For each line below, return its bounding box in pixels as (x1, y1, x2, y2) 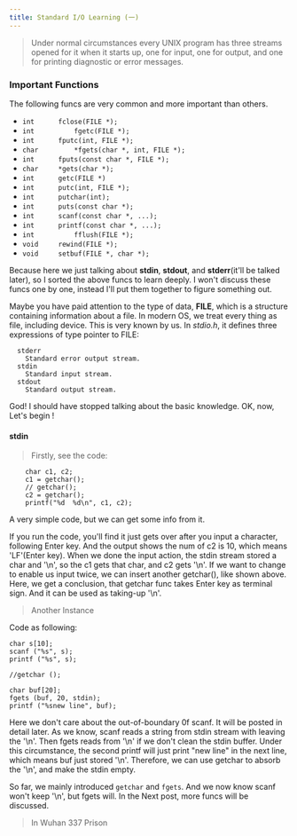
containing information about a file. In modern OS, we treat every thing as (9, 310, 277, 320)
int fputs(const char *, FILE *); (21, 154, 170, 164)
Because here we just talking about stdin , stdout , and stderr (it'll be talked (9, 264, 280, 275)
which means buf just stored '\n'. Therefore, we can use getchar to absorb (9, 755, 281, 766)
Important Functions (9, 78, 99, 91)
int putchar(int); (21, 193, 111, 201)
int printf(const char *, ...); (21, 221, 162, 230)
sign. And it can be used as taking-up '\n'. (9, 588, 162, 599)
